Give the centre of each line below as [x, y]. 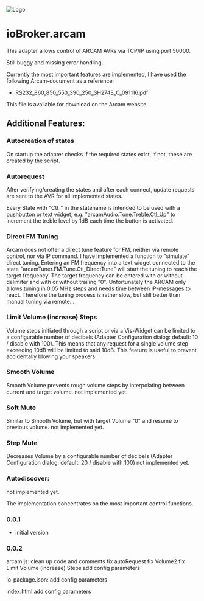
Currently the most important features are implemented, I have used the [96, 74]
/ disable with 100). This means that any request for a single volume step [97, 343]
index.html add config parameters [49, 592]
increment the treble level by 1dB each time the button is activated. [90, 221]
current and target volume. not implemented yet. [67, 392]
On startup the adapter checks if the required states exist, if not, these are [99, 154]
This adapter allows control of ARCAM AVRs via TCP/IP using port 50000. [99, 50]
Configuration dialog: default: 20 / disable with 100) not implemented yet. [98, 463]
